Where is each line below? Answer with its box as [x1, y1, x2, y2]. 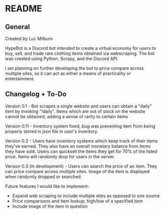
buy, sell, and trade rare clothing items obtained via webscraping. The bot [5, 50, 155, 56]
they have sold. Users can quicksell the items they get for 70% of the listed [5, 148, 158, 154]
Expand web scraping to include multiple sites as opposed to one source [12, 193, 160, 199]
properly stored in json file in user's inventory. [5, 128, 99, 134]
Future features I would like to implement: [5, 183, 89, 189]
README [5, 3, 42, 14]
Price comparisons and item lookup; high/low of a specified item [12, 198, 143, 204]
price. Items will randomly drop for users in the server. [5, 153, 115, 159]
